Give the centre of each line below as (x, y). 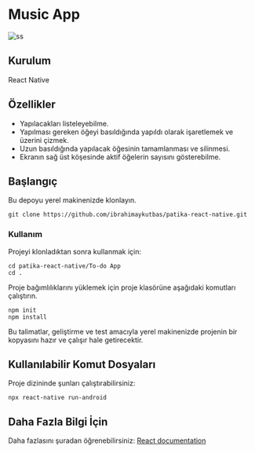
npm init (22, 310)
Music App (44, 15)
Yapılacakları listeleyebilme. (64, 123)
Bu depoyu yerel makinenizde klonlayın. (73, 200)
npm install (27, 317)
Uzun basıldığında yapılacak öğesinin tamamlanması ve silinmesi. (125, 148)
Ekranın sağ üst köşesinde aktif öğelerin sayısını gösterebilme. (120, 157)
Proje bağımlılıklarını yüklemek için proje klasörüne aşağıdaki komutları (122, 287)
